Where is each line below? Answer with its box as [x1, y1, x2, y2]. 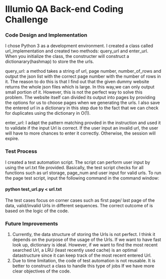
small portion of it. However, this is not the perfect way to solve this [5, 89, 143, 95]
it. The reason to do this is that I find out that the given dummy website [5, 79, 150, 85]
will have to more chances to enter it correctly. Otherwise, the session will [5, 130, 156, 137]
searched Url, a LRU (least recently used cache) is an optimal [12, 247, 138, 253]
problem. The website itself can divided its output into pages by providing [5, 94, 156, 100]
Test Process [5, 148, 38, 155]
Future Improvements [5, 220, 58, 227]
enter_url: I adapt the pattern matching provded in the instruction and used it [5, 120, 161, 126]
